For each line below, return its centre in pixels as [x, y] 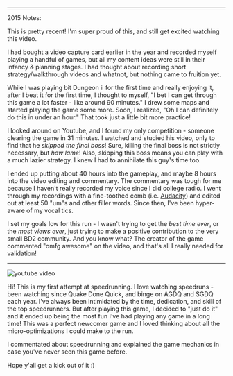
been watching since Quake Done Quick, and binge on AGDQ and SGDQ [110, 294]
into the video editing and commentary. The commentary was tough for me [114, 181]
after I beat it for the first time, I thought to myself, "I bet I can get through [112, 95]
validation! [22, 253]
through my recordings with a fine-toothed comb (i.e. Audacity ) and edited [114, 196]
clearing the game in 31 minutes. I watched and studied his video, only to [111, 138]
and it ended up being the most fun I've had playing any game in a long [109, 316]
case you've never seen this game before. [67, 352]
